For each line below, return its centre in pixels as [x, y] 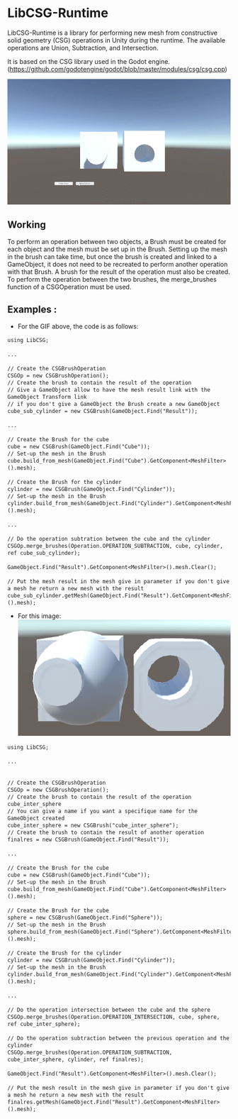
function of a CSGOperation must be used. [69, 287]
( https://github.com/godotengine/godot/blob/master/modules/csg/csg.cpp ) [118, 69]
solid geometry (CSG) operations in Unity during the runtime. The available [116, 40]
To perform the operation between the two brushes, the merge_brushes [112, 280]
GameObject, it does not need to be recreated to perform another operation [118, 265]
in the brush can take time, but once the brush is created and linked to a [112, 257]
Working [27, 225]
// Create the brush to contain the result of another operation [106, 832]
